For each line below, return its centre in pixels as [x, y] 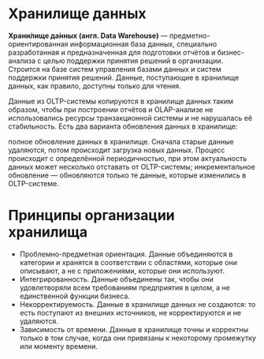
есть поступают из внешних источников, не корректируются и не [130, 312]
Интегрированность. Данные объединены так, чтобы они [117, 279]
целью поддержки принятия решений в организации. [133, 61]
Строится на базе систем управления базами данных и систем [115, 69]
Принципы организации [91, 216]
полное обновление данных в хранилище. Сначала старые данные [121, 141]
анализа [22, 61]
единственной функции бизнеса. [74, 296]
